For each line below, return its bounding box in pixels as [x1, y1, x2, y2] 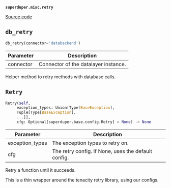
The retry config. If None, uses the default [52, 147, 153, 154]
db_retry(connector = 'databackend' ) [5, 41, 81, 46]
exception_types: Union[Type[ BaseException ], [16, 105, 115, 110]
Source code [5, 14, 32, 20]
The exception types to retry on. [52, 139, 129, 146]
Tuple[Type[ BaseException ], [16, 110, 76, 115]
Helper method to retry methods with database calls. [5, 74, 116, 80]
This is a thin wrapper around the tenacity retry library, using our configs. [5, 177, 159, 183]
